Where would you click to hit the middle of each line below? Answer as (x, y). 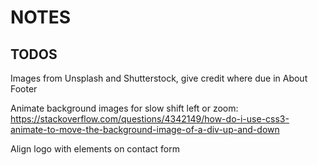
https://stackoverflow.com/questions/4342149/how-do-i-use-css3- (150, 119)
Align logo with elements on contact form (95, 149)
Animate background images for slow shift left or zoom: (124, 108)
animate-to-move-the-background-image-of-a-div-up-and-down (145, 129)
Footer (24, 89)
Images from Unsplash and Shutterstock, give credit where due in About (159, 78)
